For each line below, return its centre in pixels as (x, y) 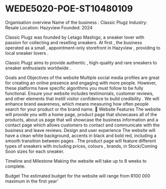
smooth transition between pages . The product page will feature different (81, 141)
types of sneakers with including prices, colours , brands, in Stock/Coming (81, 146)
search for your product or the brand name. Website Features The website (83, 109)
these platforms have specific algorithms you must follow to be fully (74, 88)
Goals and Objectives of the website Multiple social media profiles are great (82, 77)
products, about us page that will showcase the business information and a (82, 120)
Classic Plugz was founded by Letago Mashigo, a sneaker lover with (75, 37)
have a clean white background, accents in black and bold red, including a (81, 135)
